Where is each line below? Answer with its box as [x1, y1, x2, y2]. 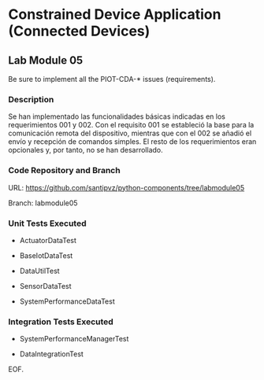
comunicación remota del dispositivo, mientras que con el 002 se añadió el [8, 128, 252, 138]
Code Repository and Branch [8, 165, 121, 176]
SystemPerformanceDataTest [19, 297, 116, 306]
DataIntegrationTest [19, 349, 84, 359]
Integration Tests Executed [8, 316, 114, 327]
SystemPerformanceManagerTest [19, 334, 129, 344]
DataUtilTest [19, 266, 61, 275]
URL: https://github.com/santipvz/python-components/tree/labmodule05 [8, 183, 245, 192]
